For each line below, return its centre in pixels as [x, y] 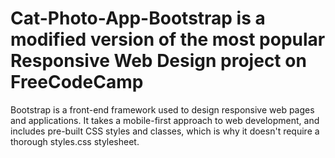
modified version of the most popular [168, 39]
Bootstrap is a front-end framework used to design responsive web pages [162, 109]
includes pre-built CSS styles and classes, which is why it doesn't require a [165, 131]
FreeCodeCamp [77, 82]
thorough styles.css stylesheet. [75, 141]
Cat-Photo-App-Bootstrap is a [138, 18]
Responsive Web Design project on [158, 61]
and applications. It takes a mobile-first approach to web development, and [165, 120]
